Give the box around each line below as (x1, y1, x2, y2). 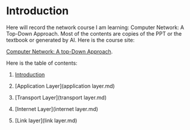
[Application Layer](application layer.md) (14, 82, 115, 90)
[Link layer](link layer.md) (14, 117, 77, 124)
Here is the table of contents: (6, 59, 77, 66)
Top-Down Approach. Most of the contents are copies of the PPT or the (6, 30, 182, 37)
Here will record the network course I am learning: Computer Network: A (6, 24, 185, 31)
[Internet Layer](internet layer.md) (14, 105, 98, 112)
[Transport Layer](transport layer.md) (14, 94, 107, 101)
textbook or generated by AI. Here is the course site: (6, 36, 135, 43)
